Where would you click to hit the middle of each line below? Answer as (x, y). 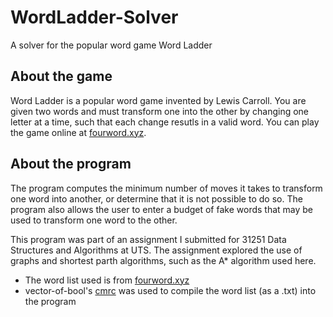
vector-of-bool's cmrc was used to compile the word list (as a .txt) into (170, 290)
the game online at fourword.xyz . (78, 132)
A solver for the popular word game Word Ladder (111, 45)
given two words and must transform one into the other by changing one (160, 111)
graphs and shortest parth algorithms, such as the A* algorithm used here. (163, 260)
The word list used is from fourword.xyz (107, 280)
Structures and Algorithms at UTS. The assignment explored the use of (156, 250)
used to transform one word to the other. (94, 220)
